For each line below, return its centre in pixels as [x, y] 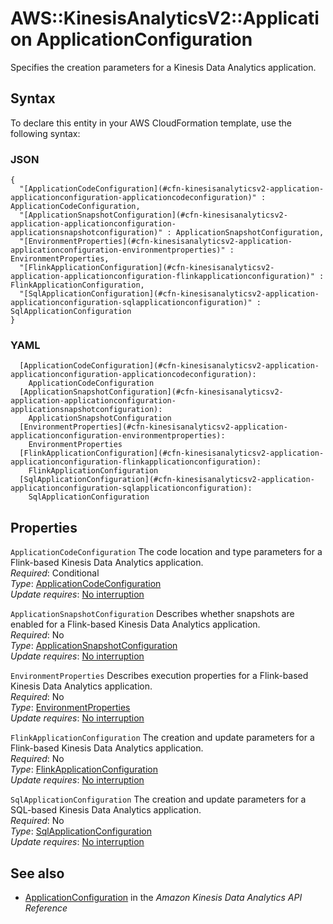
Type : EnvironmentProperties [70, 708]
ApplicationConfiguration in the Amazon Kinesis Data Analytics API [163, 897]
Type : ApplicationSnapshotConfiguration [94, 646]
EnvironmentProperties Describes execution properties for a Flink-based [159, 676]
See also [37, 873]
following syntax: [45, 133]
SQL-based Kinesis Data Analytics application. [106, 810]
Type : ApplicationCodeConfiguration [86, 584]
